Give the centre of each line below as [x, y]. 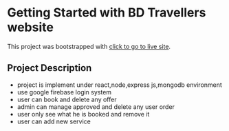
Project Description [50, 68]
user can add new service [54, 121]
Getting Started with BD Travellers [107, 13]
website [30, 27]
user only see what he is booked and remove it [83, 114]
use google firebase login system [64, 92]
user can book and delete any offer [67, 99]
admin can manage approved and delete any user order [96, 107]
